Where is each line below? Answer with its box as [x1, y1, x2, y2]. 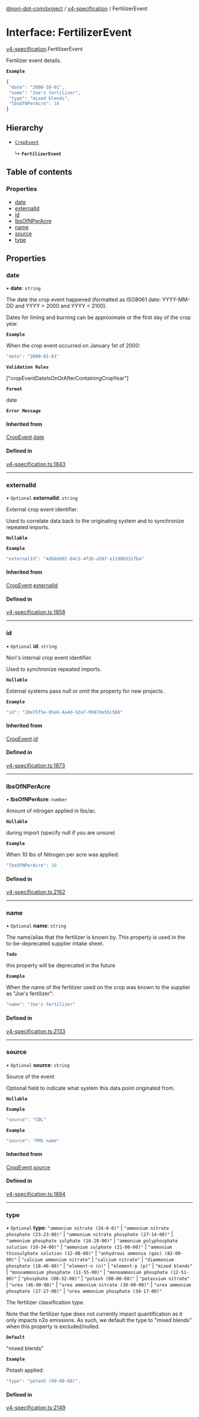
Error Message [6, 408, 41, 414]
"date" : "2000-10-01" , [8, 84, 65, 90]
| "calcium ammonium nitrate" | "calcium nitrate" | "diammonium [18, 1256, 174, 1263]
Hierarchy [6, 123, 44, 133]
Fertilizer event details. [6, 56, 62, 64]
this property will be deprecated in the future [6, 962, 115, 969]
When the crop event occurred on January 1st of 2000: [6, 342, 140, 349]
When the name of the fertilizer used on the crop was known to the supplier [6, 984, 191, 991]
